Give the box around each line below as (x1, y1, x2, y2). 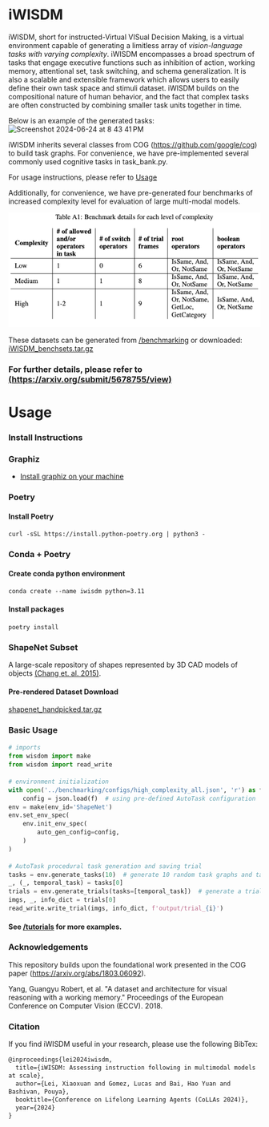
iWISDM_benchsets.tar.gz (8, 343, 94, 353)
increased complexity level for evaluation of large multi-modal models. (8, 196, 241, 206)
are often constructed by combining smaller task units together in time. (8, 100, 243, 110)
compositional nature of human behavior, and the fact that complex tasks (8, 91, 250, 101)
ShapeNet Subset (8, 641, 78, 652)
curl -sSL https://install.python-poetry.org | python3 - (8, 531, 206, 539)
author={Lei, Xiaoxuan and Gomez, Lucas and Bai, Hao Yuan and (15, 1080, 231, 1088)
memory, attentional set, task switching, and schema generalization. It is (8, 66, 247, 75)
